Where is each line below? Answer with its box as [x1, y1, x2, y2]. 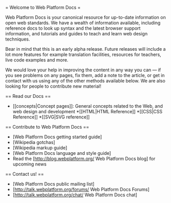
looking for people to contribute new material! [5, 83, 102, 89]
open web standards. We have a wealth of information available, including [5, 20, 161, 26]
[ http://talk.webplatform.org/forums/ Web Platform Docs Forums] [12, 187, 150, 192]
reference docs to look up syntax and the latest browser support [5, 25, 141, 31]
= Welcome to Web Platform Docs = [5, 5, 81, 10]
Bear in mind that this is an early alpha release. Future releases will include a [5, 46, 166, 52]
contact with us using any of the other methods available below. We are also [5, 78, 166, 84]
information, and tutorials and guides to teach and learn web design [5, 31, 148, 36]
